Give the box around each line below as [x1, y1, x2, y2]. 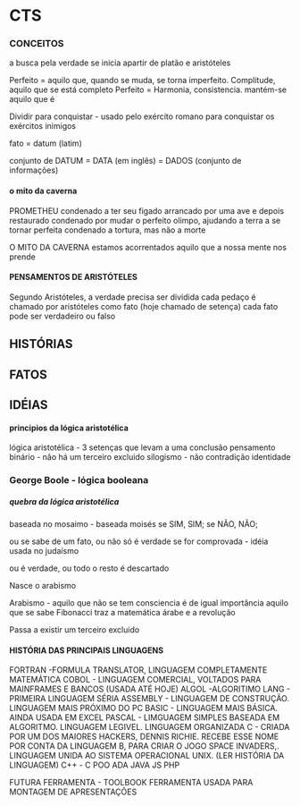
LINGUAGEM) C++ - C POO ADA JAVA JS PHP [9, 759, 180, 770]
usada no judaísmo [9, 546, 79, 556]
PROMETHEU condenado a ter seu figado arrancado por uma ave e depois [9, 205, 284, 216]
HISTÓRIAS [9, 336, 73, 352]
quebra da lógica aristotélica [9, 496, 120, 506]
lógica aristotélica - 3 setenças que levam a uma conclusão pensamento [9, 442, 276, 453]
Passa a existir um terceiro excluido [9, 624, 140, 635]
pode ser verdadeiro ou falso [9, 310, 116, 321]
